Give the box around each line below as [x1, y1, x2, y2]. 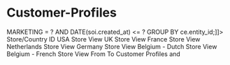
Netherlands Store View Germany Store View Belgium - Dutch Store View [6, 42, 217, 50]
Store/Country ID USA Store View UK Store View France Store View [6, 35, 201, 43]
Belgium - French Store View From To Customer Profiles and [6, 50, 181, 58]
